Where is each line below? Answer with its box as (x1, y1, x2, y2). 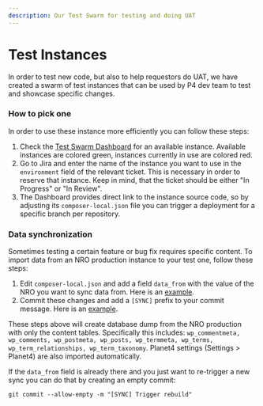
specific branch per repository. (19, 209, 121, 218)
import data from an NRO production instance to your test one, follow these (8, 255, 254, 265)
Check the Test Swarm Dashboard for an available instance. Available (19, 142, 246, 151)
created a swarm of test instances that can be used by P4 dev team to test (8, 80, 251, 89)
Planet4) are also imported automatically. (8, 351, 142, 361)
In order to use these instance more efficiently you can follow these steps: (8, 126, 250, 135)
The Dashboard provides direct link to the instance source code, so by (19, 192, 249, 202)
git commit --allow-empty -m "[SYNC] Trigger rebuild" (8, 391, 193, 399)
